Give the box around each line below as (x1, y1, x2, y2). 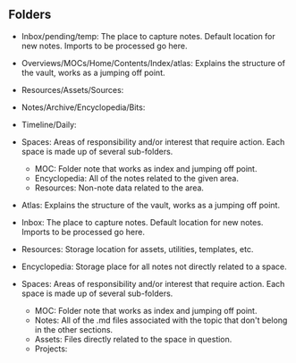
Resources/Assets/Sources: (21, 84, 124, 95)
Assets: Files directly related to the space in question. (34, 333, 233, 344)
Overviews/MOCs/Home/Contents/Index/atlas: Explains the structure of (21, 57, 285, 68)
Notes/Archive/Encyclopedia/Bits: (21, 102, 146, 113)
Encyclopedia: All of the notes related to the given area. (34, 173, 239, 183)
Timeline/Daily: (21, 119, 77, 130)
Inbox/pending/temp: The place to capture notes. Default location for (21, 30, 276, 41)
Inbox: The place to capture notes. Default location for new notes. (21, 216, 264, 227)
